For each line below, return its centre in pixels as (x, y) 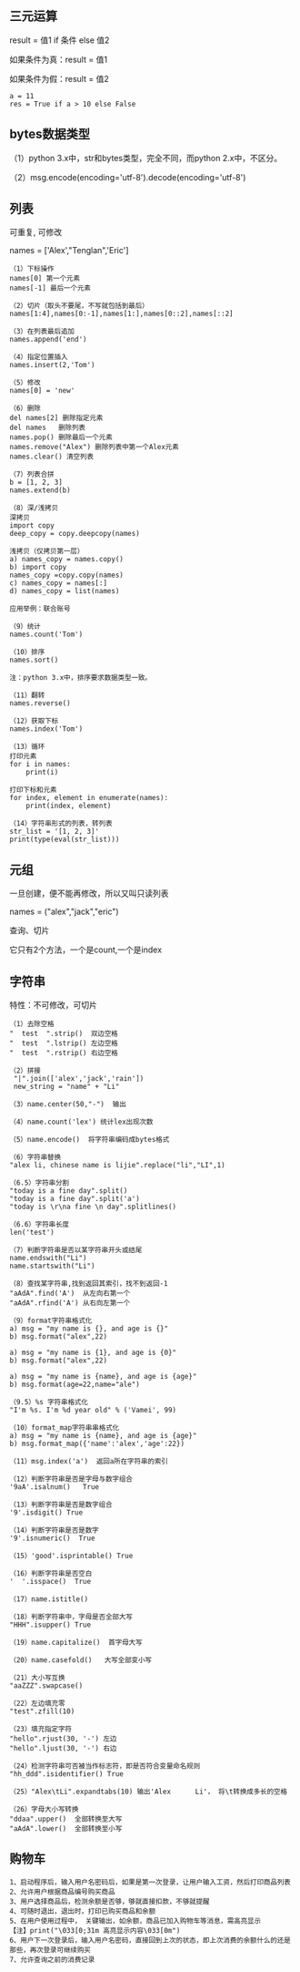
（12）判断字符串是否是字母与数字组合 (71, 1479)
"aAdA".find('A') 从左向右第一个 (70, 1294)
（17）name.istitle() (49, 1599)
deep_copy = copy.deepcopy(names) (75, 534)
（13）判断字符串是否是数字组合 (61, 1505)
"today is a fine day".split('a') (75, 1199)
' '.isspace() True (50, 1582)
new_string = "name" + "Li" (66, 1087)
